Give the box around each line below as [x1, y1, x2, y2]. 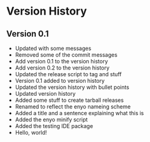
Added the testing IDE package [15, 122, 94, 129]
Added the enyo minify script [15, 116, 88, 123]
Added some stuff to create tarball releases [15, 96, 124, 104]
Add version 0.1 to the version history [15, 58, 108, 65]
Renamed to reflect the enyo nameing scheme [15, 103, 131, 110]
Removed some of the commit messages [15, 51, 118, 59]
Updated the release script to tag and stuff [15, 71, 122, 77]
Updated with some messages [15, 44, 92, 52]
